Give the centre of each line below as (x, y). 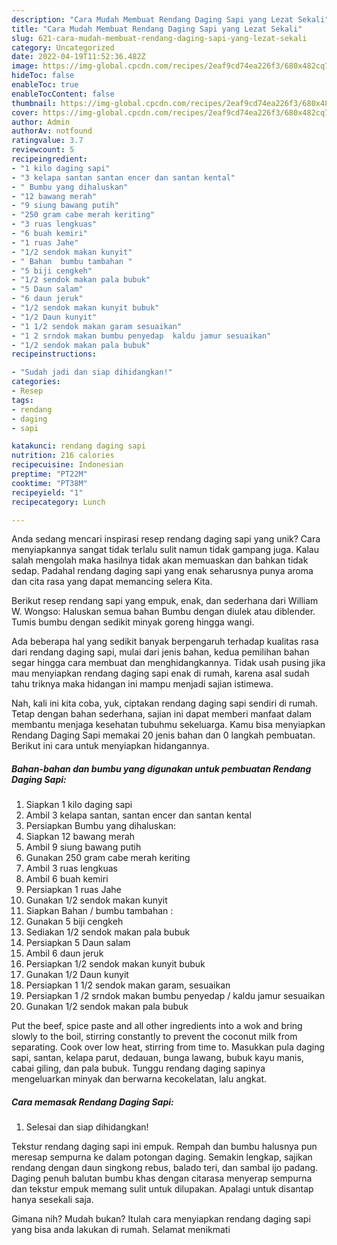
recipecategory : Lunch (58, 502)
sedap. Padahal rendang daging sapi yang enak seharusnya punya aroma (162, 571)
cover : (25, 112)
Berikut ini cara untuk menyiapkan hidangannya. (110, 746)
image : (25, 66)
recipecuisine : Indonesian (67, 465)
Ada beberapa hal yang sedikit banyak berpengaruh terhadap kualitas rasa (165, 642)
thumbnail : (34, 103)
